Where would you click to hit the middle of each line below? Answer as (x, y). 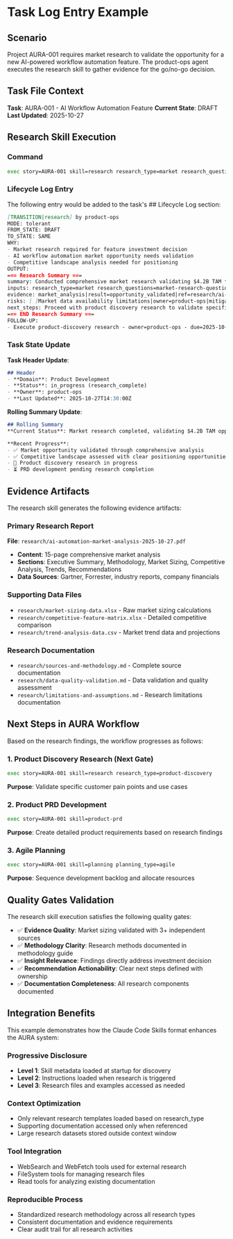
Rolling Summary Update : (45, 412)
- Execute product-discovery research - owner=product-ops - (97, 327)
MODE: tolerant (29, 223)
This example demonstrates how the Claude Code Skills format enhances (112, 1030)
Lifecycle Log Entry (41, 189)
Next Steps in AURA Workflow (74, 724)
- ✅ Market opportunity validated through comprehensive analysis (106, 450)
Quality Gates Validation (61, 900)
